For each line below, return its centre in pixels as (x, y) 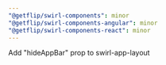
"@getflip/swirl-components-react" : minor (79, 30)
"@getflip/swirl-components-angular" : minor (83, 23)
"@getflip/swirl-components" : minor (69, 15)
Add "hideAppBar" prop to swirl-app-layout (79, 53)
